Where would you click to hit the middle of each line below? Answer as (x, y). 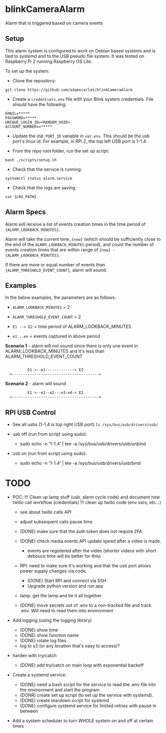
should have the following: (39, 104)
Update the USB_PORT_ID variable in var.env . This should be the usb (81, 136)
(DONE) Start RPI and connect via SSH (67, 581)
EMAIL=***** (17, 113)
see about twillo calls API (46, 512)
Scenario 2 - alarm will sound (36, 384)
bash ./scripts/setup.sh (31, 160)
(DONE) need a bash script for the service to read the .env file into (88, 685)
